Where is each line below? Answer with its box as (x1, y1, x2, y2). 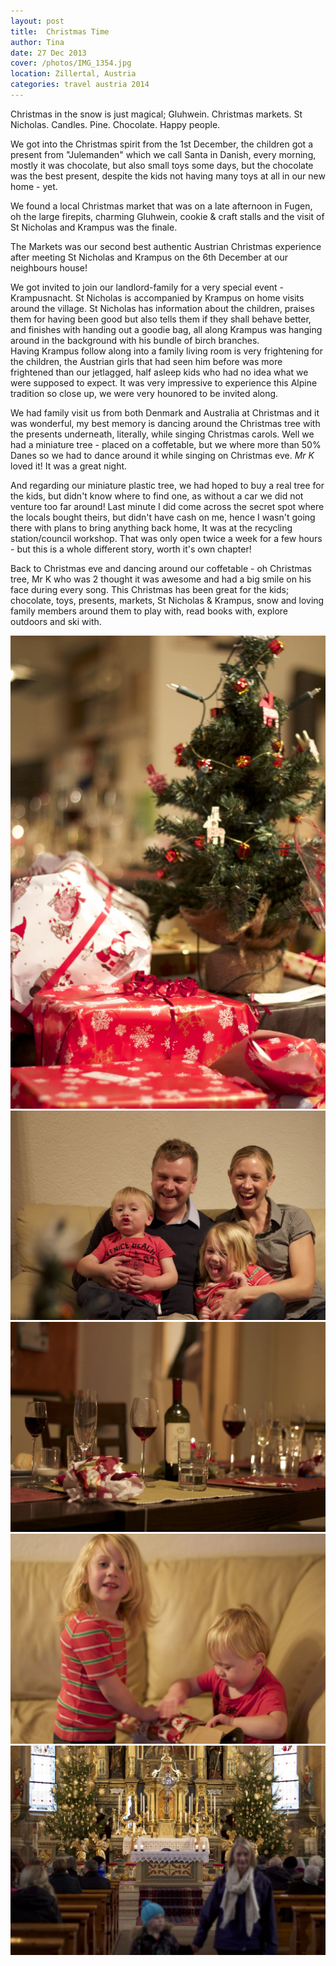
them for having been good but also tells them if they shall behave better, (10, 313, 312, 325)
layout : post (10, 16, 65, 26)
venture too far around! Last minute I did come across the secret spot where (10, 500, 325, 512)
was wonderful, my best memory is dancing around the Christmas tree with (10, 417, 321, 429)
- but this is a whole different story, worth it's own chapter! (10, 543, 252, 555)
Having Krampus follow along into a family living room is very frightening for (10, 345, 323, 357)
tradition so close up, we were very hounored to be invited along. (10, 387, 279, 399)
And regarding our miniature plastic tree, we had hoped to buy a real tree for (10, 479, 325, 491)
